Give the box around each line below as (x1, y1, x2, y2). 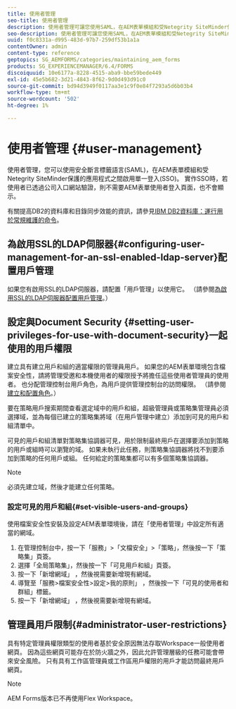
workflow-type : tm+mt (7, 89, 71, 96)
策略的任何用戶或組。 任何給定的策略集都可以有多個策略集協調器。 (19, 454, 212, 462)
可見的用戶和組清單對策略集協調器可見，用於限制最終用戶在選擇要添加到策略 (7, 436, 229, 445)
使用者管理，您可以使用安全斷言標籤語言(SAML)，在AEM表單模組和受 (7, 165, 209, 173)
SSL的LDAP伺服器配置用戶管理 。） (13, 293, 112, 302)
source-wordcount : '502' (7, 96, 80, 103)
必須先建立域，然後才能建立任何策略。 (7, 483, 118, 491)
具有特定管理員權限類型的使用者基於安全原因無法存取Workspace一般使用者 (7, 639, 225, 647)
